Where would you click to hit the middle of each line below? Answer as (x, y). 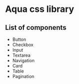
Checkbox (23, 45)
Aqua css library (40, 9)
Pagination (23, 76)
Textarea (21, 55)
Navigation (23, 60)
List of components (36, 28)
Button (19, 39)
